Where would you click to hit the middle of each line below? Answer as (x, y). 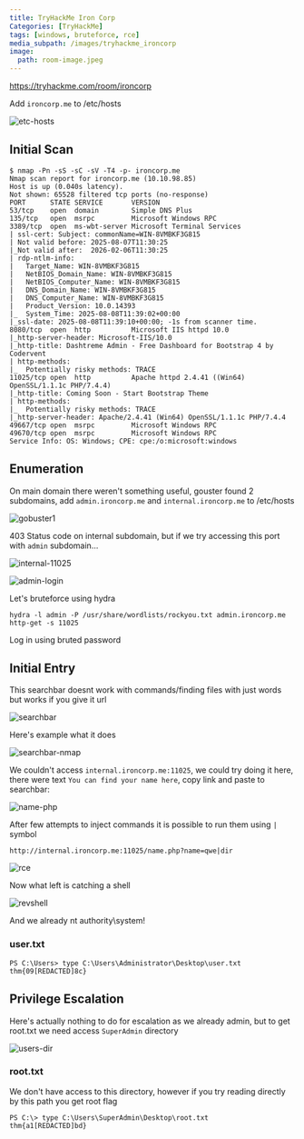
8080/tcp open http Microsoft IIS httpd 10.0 (119, 330)
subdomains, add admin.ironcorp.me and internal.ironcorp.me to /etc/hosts (152, 500)
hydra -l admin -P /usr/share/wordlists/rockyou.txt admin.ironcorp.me (147, 614)
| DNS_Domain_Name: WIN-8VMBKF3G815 (83, 290)
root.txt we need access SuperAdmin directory (94, 1030)
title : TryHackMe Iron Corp (63, 18)
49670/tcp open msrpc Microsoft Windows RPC (113, 433)
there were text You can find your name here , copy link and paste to (137, 780)
